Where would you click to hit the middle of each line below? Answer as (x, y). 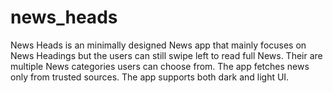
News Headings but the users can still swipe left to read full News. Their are (166, 55)
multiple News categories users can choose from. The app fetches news (160, 66)
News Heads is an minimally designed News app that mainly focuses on (158, 45)
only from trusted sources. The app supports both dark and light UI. (150, 77)
